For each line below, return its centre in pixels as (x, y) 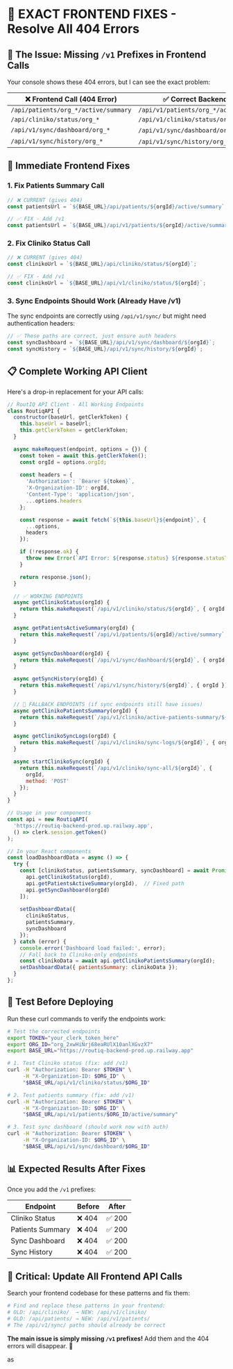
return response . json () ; (55, 577)
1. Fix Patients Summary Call (56, 185)
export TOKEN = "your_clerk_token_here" (63, 1038)
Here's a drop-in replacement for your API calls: (76, 392)
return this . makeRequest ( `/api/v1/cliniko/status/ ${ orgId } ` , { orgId (122, 609)
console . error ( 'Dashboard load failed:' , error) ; (93, 948)
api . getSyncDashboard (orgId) (68, 890)
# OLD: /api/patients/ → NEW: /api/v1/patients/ (79, 1319)
